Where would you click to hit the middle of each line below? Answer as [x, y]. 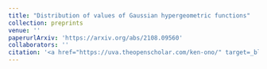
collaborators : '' [39, 45]
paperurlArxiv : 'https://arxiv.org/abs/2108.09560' [95, 38]
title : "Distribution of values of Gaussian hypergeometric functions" [129, 15]
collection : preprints [46, 23]
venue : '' [25, 30]
